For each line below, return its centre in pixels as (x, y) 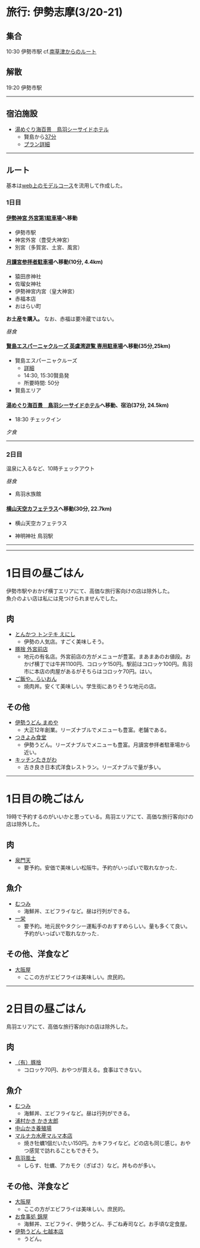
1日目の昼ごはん (45, 573)
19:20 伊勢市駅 (24, 88)
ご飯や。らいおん (36, 679)
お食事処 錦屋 (31, 1216)
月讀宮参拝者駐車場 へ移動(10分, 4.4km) (54, 262)
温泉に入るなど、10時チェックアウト (51, 469)
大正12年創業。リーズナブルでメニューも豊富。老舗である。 (96, 730)
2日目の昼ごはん (46, 1009)
